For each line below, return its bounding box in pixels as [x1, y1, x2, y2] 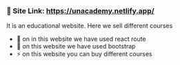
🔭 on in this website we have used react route [16, 35, 146, 43]
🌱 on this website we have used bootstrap [16, 42, 136, 51]
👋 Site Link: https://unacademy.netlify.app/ [6, 6, 154, 16]
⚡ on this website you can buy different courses [16, 50, 152, 58]
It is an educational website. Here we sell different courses [6, 22, 173, 30]
